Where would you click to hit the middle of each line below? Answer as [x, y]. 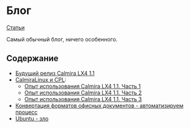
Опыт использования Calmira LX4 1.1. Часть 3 [83, 99]
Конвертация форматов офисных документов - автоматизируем [99, 105]
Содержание [33, 59]
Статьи [16, 27]
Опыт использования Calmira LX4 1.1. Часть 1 [82, 86]
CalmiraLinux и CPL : [41, 79]
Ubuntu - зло [32, 118]
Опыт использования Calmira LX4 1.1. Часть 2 [83, 93]
